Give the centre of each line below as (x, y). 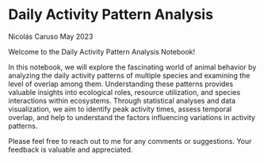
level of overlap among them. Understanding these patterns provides (121, 84)
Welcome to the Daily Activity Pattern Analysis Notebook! (102, 51)
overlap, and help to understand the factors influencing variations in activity (132, 117)
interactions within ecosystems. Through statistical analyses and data (122, 100)
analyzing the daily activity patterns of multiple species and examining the (129, 75)
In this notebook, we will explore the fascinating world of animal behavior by (132, 67)
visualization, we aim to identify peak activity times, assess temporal (120, 109)
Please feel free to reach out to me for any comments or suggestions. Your (130, 141)
